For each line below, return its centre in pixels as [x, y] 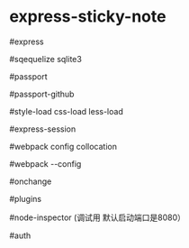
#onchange [31, 181]
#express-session [43, 129]
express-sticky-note [88, 17]
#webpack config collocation [63, 146]
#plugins [26, 198]
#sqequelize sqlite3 [46, 59]
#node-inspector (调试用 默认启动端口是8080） [98, 217]
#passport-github [42, 94]
